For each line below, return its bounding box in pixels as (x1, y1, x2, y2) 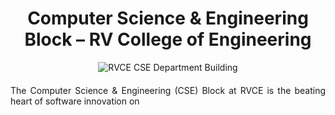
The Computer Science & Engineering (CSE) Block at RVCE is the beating (10, 84, 326, 96)
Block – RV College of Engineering (24, 28, 312, 51)
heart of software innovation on (10, 95, 140, 107)
